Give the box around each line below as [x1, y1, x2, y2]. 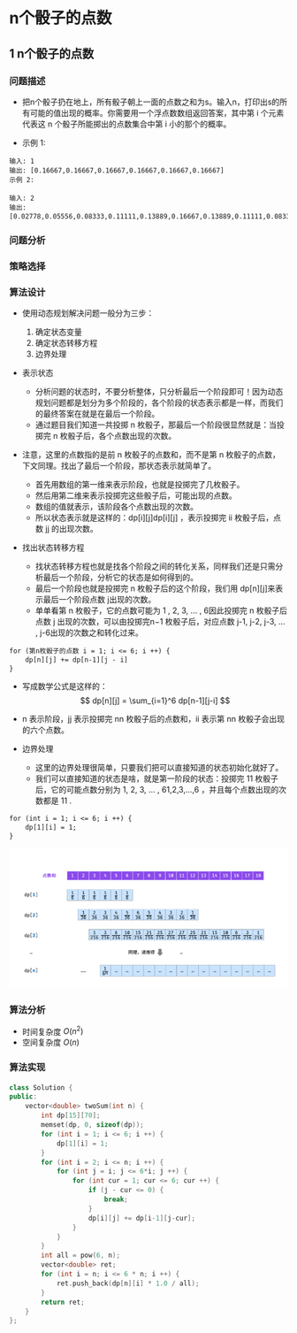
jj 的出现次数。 [45, 524, 99, 534]
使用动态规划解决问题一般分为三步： [21, 308, 155, 318]
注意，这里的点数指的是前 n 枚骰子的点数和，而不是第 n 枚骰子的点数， [21, 449, 281, 460]
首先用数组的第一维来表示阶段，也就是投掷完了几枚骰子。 [34, 479, 245, 490]
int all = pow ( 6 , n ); [41, 1251, 121, 1260]
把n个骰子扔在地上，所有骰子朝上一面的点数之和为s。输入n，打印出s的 [21, 96, 280, 107]
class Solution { [9, 1083, 73, 1092]
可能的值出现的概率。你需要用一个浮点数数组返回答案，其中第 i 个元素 [29, 107, 285, 118]
